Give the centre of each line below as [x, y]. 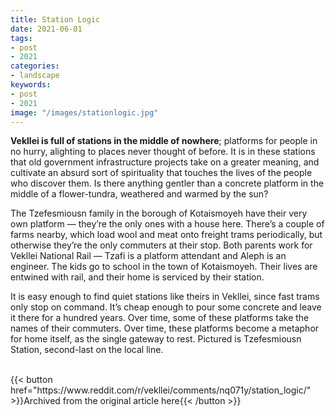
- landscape [35, 76]
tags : [21, 38]
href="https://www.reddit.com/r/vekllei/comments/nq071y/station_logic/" [161, 390]
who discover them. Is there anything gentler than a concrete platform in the [167, 183]
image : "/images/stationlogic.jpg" [84, 112]
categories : [35, 66]
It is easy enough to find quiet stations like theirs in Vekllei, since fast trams [165, 297]
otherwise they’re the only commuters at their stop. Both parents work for [161, 245]
